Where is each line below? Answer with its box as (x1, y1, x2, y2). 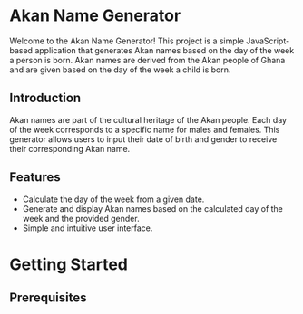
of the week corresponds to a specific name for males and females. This (9, 124, 280, 135)
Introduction (9, 90, 82, 106)
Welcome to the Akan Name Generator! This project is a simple (9, 35, 245, 46)
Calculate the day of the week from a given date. (22, 194, 205, 205)
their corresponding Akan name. (9, 143, 131, 154)
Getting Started (9, 254, 129, 274)
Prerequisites (9, 290, 87, 306)
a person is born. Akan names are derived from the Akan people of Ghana (9, 54, 286, 65)
